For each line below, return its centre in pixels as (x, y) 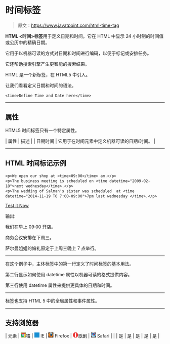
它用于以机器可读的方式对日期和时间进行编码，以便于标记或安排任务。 (78, 53)
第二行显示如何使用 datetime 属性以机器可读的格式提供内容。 (69, 274)
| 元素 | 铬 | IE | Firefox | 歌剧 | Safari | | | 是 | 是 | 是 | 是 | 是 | (82, 336)
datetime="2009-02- (130, 181)
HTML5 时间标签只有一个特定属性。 (42, 130)
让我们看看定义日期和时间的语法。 (41, 85)
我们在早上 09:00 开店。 (31, 227)
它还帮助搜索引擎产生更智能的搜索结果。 (47, 64)
